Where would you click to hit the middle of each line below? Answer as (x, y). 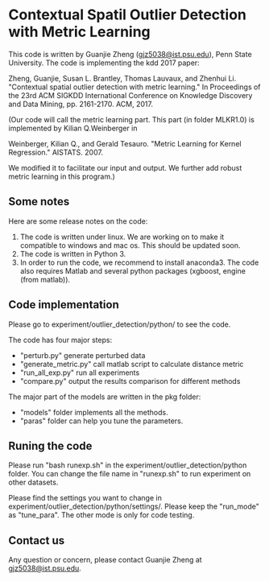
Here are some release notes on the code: (78, 221)
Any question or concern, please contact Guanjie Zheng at (106, 560)
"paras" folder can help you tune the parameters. (101, 421)
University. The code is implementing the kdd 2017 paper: (104, 63)
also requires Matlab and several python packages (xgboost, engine (132, 270)
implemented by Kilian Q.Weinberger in (73, 128)
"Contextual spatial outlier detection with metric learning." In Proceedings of (134, 87)
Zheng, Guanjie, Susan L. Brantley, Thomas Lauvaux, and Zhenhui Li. (122, 78)
